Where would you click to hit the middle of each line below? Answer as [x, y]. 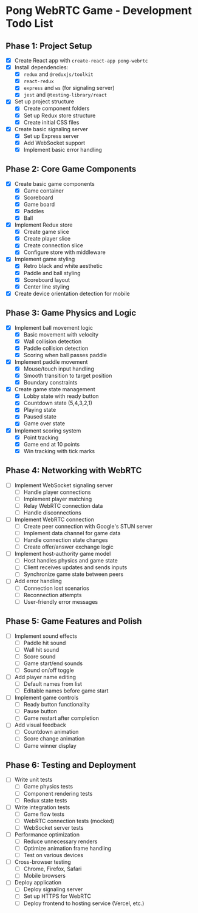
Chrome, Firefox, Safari [53, 869]
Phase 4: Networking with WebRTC [74, 470]
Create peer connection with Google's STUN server [88, 526]
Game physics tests [48, 787]
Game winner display [50, 745]
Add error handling [38, 581]
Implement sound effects [46, 636]
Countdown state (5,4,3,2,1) [58, 403]
